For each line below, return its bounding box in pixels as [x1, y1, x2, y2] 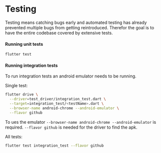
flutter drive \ [5, 92, 38, 97]
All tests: [5, 134, 23, 139]
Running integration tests [5, 62, 58, 68]
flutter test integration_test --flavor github [5, 143, 104, 148]
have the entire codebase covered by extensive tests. [5, 30, 113, 36]
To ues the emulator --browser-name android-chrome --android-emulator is [5, 119, 157, 125]
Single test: [5, 83, 28, 89]
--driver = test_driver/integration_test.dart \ [9, 96, 106, 102]
